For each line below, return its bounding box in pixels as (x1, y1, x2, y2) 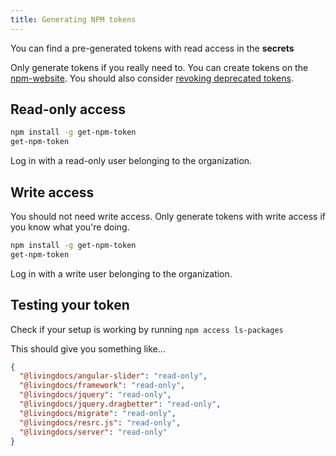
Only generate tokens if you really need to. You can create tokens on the (10, 61, 309, 73)
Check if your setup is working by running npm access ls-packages (10, 323, 284, 335)
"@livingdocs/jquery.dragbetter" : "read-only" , (19, 399, 222, 410)
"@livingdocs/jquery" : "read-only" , (19, 390, 172, 400)
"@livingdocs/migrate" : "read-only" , (19, 408, 177, 418)
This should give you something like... (10, 342, 166, 355)
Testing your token (10, 297, 130, 314)
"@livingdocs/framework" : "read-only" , (19, 381, 186, 391)
